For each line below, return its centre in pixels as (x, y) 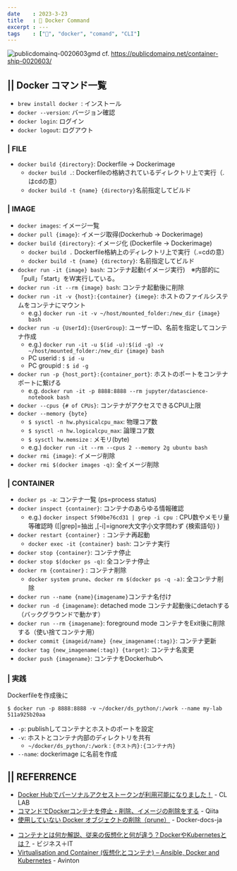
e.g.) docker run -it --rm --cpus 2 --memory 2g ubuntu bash (118, 447)
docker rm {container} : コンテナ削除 (72, 570)
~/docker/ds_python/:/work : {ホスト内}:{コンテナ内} (102, 746)
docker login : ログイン (51, 122)
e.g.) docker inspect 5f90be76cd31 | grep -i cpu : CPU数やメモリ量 (129, 517)
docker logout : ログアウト (55, 130)
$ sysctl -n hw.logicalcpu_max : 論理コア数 (91, 430)
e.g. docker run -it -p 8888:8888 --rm (85, 390)
